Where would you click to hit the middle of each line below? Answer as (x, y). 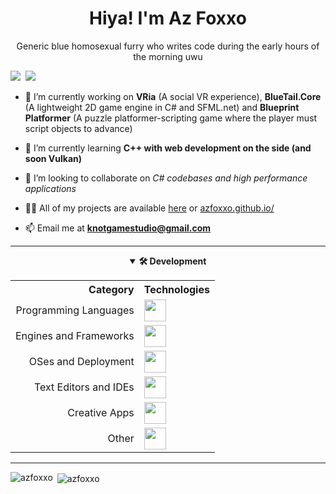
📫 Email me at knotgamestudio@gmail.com (118, 228)
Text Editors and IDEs (84, 387)
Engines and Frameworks (75, 336)
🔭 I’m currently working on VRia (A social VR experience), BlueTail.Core (173, 96)
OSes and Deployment (81, 362)
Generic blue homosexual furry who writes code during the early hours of (168, 46)
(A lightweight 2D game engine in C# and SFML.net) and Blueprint (162, 107)
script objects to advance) (78, 128)
